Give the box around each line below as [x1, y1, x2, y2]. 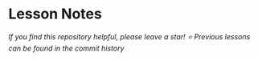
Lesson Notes [8, 5, 102, 23]
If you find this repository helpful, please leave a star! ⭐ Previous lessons [8, 31, 251, 41]
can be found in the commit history [8, 43, 125, 53]
